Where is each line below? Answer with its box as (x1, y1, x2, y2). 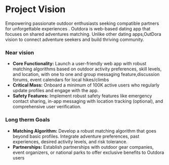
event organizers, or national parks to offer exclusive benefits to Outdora (12, 149, 164, 155)
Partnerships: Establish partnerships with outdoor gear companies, (12, 144, 154, 150)
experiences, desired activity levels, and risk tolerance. (12, 138, 128, 145)
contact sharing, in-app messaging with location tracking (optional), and (12, 98, 163, 104)
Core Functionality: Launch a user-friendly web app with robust (12, 61, 147, 67)
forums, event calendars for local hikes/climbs (12, 77, 109, 83)
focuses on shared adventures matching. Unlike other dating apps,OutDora (5, 31, 161, 37)
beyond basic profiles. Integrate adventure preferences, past (12, 133, 140, 139)
